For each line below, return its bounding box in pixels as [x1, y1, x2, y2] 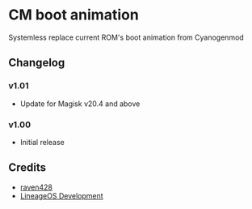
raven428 [19, 182, 52, 192]
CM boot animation [8, 6, 139, 24]
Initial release [19, 137, 65, 147]
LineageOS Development [19, 190, 103, 200]
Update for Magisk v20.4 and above [19, 99, 141, 109]
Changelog [8, 56, 65, 70]
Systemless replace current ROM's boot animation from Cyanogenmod [8, 32, 244, 42]
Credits [8, 160, 47, 175]
